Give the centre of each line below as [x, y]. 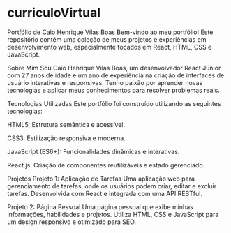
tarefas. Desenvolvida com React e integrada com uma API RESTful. [105, 193]
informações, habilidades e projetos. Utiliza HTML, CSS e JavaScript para [113, 214]
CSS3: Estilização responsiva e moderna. [66, 138]
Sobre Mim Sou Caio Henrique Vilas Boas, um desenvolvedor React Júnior [114, 68]
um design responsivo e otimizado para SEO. [72, 222]
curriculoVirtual [54, 13]
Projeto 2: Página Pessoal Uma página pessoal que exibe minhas [100, 206]
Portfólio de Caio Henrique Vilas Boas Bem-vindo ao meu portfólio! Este [110, 32]
